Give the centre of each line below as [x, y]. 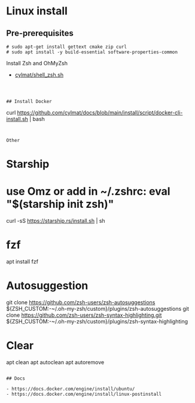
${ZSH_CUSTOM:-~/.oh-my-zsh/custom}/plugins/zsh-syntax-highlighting [97, 321]
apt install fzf [22, 262]
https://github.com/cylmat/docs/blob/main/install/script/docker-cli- [100, 113]
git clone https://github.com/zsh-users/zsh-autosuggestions [81, 302]
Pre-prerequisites [40, 33]
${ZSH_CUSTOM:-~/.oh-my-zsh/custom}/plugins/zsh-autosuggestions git [98, 309]
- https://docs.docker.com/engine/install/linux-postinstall [84, 394]
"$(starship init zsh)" [60, 204]
